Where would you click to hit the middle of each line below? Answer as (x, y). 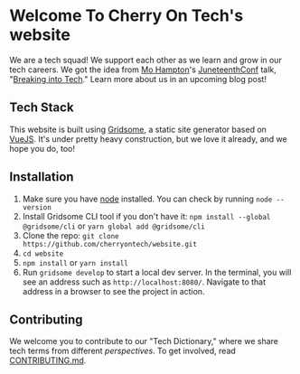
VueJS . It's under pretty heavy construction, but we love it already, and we (148, 139)
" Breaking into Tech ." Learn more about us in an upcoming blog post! (138, 79)
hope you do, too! (42, 148)
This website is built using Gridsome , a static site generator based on (138, 129)
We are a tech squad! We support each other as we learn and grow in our (145, 60)
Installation (42, 177)
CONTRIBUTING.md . (48, 360)
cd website (43, 254)
